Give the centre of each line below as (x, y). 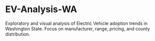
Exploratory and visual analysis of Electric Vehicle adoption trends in (76, 23)
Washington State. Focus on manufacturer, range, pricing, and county (78, 28)
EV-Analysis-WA (41, 9)
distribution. (18, 34)
